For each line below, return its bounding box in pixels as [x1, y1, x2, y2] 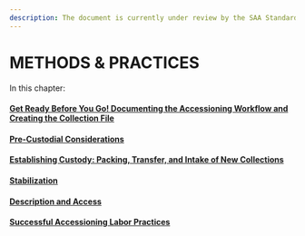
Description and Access [9, 196, 103, 207]
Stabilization [9, 174, 59, 186]
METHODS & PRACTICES [9, 52, 200, 73]
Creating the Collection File [9, 113, 115, 123]
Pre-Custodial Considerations [9, 133, 124, 144]
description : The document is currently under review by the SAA [9, 13, 261, 23]
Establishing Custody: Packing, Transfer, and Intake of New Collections [9, 154, 284, 165]
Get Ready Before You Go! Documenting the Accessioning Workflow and [9, 103, 289, 114]
